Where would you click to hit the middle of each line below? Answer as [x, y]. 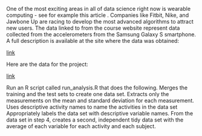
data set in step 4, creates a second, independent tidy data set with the [95, 120]
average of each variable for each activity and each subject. [81, 126]
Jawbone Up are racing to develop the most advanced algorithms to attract [100, 21]
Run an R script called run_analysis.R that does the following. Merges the [97, 88]
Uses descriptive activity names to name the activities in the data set [92, 107]
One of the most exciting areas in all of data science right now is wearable [99, 9]
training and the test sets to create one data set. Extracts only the [88, 94]
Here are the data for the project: [47, 64]
